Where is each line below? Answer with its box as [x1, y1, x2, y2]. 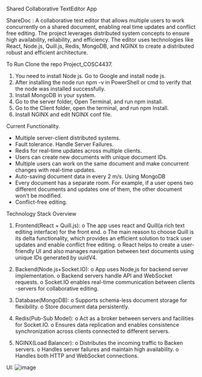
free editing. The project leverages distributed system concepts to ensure [6, 30, 190, 37]
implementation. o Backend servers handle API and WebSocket [15, 272, 173, 279]
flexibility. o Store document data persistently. [15, 303, 130, 310]
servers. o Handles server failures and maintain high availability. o [15, 346, 180, 353]
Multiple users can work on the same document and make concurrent [15, 160, 189, 167]
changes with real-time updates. [15, 166, 96, 173]
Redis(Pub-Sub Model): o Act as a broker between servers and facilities [15, 315, 194, 322]
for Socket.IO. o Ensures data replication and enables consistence [15, 321, 180, 328]
